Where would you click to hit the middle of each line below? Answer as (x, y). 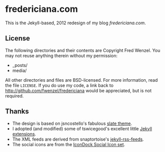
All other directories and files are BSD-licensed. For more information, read (82, 80)
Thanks (17, 112)
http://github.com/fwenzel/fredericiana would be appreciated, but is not (79, 91)
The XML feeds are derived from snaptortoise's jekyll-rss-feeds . (78, 139)
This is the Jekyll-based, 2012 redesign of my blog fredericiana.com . (76, 23)
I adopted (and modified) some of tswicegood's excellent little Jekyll (82, 128)
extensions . (24, 134)
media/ (20, 70)
